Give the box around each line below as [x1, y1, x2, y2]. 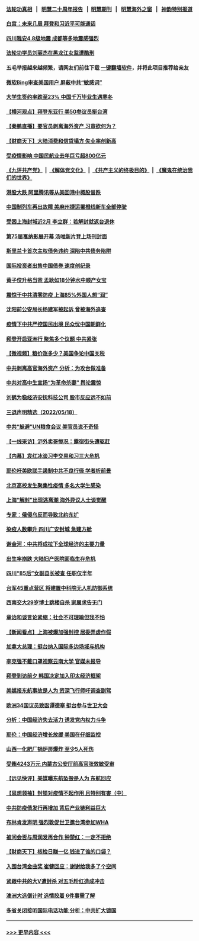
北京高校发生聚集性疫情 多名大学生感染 [6, 481, 101, 489]
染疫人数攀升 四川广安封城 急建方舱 [6, 526, 92, 533]
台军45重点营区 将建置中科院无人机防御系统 [6, 584, 113, 592]
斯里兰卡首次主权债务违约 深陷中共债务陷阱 [6, 248, 111, 255]
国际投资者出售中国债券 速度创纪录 [6, 262, 91, 269]
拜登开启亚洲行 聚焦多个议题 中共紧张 [6, 335, 97, 342]
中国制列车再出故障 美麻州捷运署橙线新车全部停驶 [6, 203, 127, 210]
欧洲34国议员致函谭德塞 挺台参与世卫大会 [6, 702, 108, 709]
